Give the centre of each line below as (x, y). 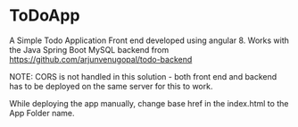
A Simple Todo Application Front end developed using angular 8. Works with (149, 40)
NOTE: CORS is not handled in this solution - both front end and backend (143, 76)
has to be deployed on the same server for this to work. (111, 86)
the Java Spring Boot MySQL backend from (89, 49)
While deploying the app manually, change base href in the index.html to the (149, 103)
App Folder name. (42, 113)
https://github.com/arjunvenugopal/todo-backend (101, 59)
